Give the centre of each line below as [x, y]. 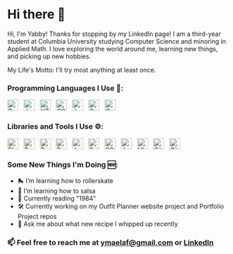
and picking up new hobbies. [49, 56]
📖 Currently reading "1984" [57, 198]
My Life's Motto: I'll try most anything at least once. [82, 70]
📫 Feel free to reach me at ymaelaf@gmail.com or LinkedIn [111, 242]
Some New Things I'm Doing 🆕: [63, 165]
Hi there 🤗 [36, 14]
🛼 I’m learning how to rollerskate [65, 180]
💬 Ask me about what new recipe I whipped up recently [97, 224]
